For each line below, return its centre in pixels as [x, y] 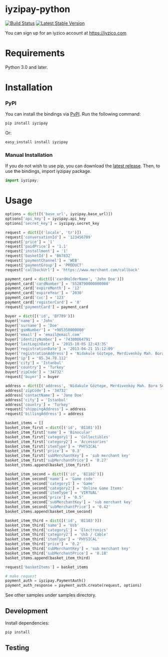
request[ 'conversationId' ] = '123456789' [49, 237]
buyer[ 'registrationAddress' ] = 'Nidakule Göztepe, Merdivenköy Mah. [79, 353]
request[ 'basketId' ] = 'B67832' [39, 256]
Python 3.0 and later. [27, 67]
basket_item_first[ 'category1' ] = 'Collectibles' [58, 437]
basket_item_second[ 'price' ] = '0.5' [44, 498]
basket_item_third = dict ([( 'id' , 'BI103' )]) [53, 521]
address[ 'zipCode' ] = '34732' [37, 391]
